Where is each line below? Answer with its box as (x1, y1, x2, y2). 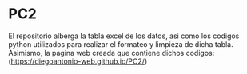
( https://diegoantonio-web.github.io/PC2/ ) (8, 56, 148, 66)
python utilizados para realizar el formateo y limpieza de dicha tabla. (8, 39, 233, 49)
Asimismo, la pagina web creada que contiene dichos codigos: (8, 48, 215, 57)
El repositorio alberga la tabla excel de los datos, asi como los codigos (8, 31, 240, 41)
